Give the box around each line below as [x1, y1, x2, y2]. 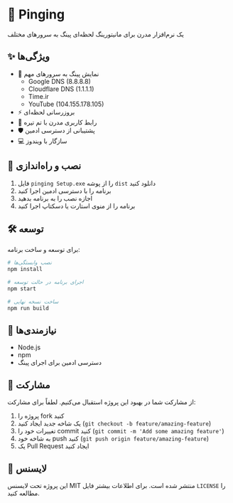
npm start [7, 285, 37, 292]
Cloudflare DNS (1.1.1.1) [28, 85, 94, 93]
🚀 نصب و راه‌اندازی [7, 160, 82, 172]
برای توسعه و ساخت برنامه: [7, 245, 80, 254]
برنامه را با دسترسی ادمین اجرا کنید [17, 186, 112, 195]
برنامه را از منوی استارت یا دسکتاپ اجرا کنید [17, 201, 136, 210]
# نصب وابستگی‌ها [7, 259, 52, 266]
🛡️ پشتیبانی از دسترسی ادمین [17, 126, 95, 134]
